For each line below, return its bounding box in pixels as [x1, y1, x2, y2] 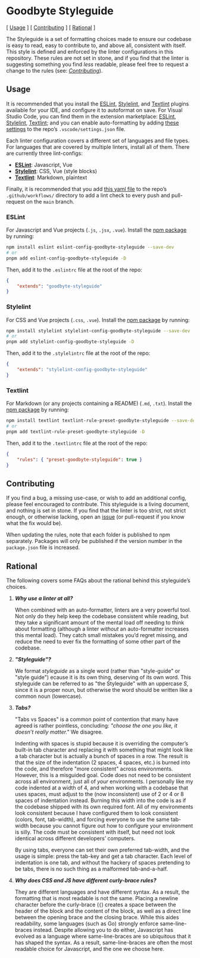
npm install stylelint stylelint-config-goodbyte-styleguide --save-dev [6, 327, 190, 334]
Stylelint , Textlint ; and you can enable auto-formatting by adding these [6, 119, 179, 126]
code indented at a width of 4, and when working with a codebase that [14, 784, 189, 791]
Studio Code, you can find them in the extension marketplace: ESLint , [6, 113, 177, 120]
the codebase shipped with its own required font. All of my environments [14, 803, 193, 810]
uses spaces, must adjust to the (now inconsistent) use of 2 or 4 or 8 [14, 791, 185, 798]
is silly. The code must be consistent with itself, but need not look [14, 829, 176, 836]
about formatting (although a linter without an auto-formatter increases [14, 625, 189, 632]
